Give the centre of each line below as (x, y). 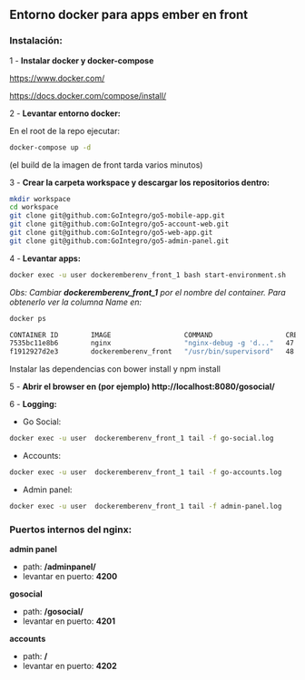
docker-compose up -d (50, 147)
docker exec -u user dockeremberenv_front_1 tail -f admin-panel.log (146, 506)
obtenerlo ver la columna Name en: (76, 302)
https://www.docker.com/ (57, 78)
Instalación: (36, 41)
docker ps (28, 318)
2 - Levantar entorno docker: (65, 113)
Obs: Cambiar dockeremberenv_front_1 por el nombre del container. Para (148, 292)
